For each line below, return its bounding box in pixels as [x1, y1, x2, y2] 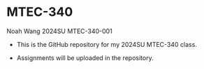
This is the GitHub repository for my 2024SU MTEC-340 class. [16, 40, 197, 48]
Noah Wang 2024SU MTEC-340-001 [6, 27, 112, 35]
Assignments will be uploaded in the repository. [16, 53, 154, 62]
